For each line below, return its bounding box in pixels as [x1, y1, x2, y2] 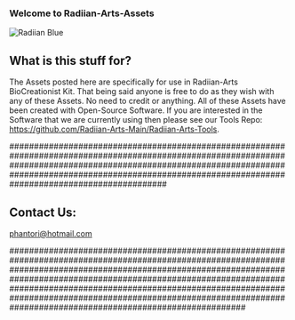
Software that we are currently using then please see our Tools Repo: [9, 115, 263, 125]
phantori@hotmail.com [9, 228, 92, 238]
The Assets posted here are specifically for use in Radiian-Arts [9, 76, 238, 87]
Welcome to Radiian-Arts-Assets [9, 7, 155, 20]
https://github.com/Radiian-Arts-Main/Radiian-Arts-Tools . [9, 124, 220, 135]
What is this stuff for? [9, 52, 132, 68]
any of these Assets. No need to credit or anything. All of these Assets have [9, 96, 286, 107]
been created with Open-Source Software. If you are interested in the [9, 105, 264, 116]
